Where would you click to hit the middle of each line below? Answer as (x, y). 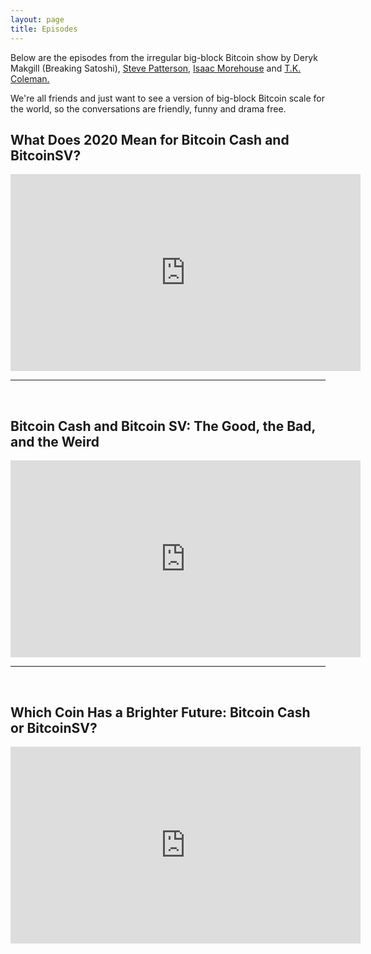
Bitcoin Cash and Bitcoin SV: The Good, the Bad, (163, 426)
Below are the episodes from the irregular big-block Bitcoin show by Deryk (164, 57)
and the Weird (55, 441)
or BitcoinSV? (54, 727)
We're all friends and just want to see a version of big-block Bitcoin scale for (168, 98)
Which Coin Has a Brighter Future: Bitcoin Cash (160, 712)
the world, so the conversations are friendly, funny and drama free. (148, 108)
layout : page (37, 19)
